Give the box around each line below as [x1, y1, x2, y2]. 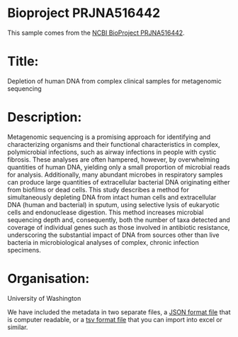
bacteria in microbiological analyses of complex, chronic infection [7, 238, 200, 246]
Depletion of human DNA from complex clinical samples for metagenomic [7, 77, 222, 85]
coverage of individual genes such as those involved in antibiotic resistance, [7, 223, 230, 231]
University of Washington [7, 294, 81, 302]
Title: [7, 53, 39, 70]
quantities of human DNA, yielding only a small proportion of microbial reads [7, 162, 230, 171]
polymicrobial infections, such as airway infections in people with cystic [7, 148, 217, 156]
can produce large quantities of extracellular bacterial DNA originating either [7, 177, 230, 186]
